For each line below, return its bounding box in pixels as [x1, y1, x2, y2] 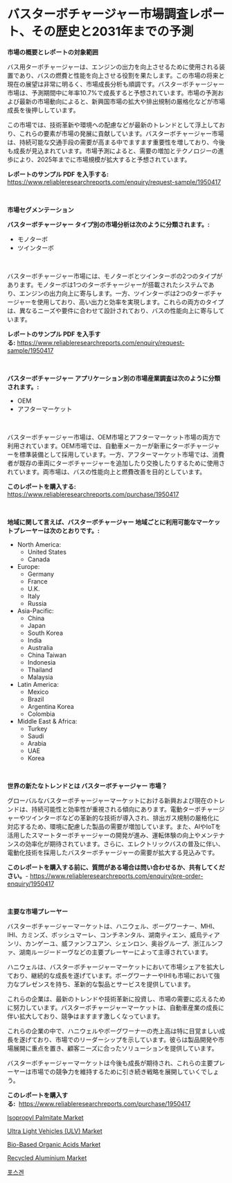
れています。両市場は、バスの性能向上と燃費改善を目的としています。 [7, 467, 206, 475]
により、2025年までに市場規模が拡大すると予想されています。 [12, 155, 191, 164]
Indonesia [27, 658, 56, 666]
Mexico [27, 687, 49, 696]
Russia [27, 599, 47, 607]
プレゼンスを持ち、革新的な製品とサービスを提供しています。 [19, 980, 195, 988]
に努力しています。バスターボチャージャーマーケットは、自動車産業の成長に [7, 1003, 225, 1012]
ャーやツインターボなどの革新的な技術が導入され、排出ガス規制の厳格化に [7, 814, 220, 822]
